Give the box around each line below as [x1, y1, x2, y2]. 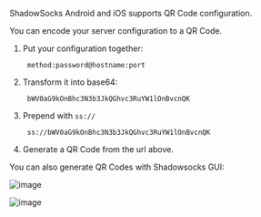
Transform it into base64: [22, 77, 118, 88]
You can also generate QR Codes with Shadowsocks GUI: [9, 161, 225, 172]
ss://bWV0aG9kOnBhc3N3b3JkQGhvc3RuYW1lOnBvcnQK [26, 128, 211, 137]
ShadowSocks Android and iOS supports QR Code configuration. [9, 8, 253, 18]
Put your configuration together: [22, 43, 144, 54]
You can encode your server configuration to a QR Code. [9, 26, 223, 36]
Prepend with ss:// [22, 110, 95, 121]
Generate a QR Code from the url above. [22, 144, 175, 154]
